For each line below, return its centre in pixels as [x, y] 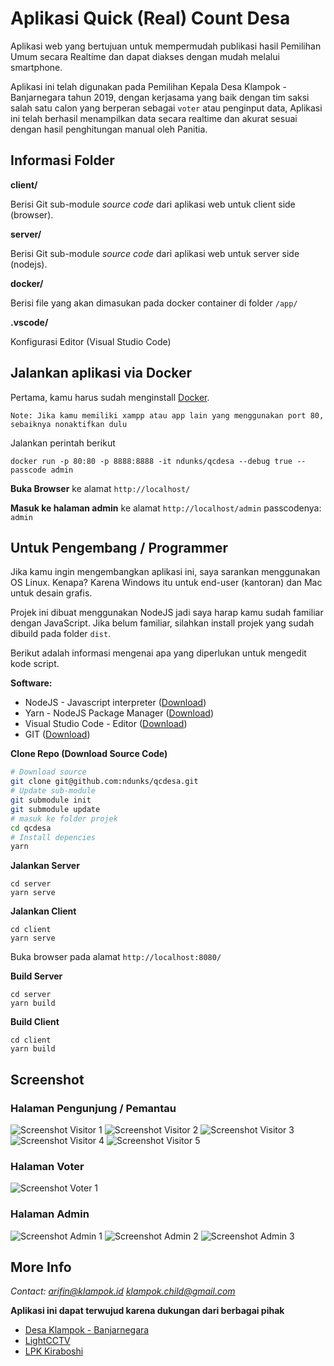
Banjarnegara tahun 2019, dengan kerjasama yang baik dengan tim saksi [160, 97]
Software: [31, 683]
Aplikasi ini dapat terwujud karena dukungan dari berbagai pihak [147, 1311]
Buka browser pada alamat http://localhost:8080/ [116, 957]
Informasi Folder [62, 160]
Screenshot [47, 1079]
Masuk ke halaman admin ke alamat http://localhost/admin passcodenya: [166, 508]
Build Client [35, 1022]
